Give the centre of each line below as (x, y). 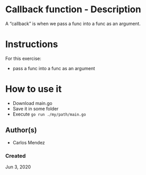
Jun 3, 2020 (18, 167)
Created (16, 156)
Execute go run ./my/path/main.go (49, 114)
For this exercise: (23, 58)
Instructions (32, 44)
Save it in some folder (35, 108)
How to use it (34, 89)
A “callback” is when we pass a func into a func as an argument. (73, 24)
